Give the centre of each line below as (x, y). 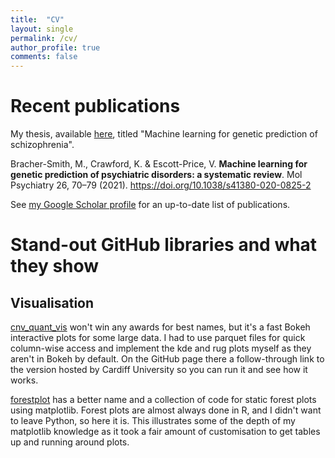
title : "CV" (37, 19)
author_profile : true (55, 47)
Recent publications (95, 106)
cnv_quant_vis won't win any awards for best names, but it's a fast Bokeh (160, 327)
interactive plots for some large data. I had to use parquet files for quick (158, 338)
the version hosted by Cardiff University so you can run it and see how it (159, 370)
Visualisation (52, 302)
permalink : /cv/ (44, 38)
